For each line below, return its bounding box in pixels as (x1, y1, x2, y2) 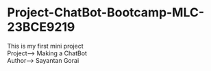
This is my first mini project (7, 42, 84, 50)
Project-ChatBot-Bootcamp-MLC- (7, 5, 205, 20)
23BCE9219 (7, 19, 75, 35)
